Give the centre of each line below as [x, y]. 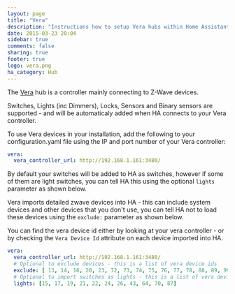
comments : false [31, 46]
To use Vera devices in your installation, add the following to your [101, 134]
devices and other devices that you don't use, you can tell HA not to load [112, 210]
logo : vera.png [29, 66]
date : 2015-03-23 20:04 [42, 33]
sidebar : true [28, 40]
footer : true [26, 59]
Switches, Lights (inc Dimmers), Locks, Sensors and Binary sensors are [110, 105]
